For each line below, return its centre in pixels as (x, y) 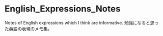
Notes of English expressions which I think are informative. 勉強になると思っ (82, 23)
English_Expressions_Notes (63, 9)
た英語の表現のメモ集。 (28, 29)
